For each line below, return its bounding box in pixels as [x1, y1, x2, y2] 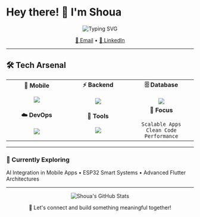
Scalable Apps [141, 120, 182, 128]
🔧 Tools [87, 111, 109, 120]
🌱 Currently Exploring [6, 155, 70, 163]
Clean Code [145, 126, 177, 134]
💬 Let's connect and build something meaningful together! [29, 204, 171, 211]
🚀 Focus [149, 106, 173, 114]
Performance [144, 132, 179, 139]
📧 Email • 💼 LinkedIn [75, 36, 125, 44]
